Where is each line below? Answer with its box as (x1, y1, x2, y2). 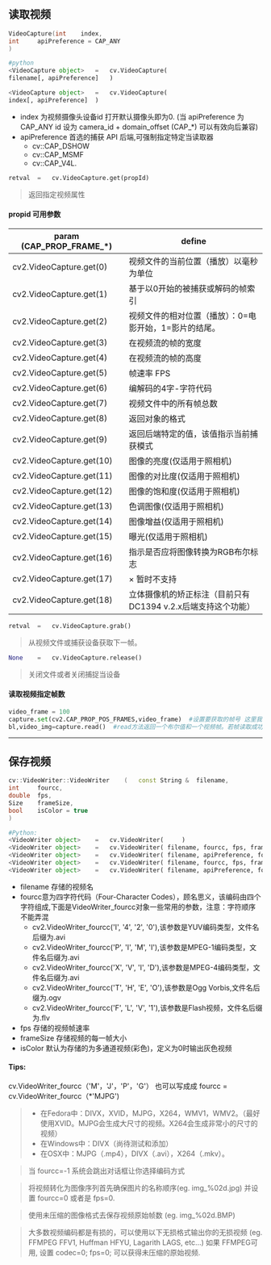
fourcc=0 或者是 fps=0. (37, 1193, 115, 1203)
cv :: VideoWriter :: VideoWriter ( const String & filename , (8, 777, 229, 785)
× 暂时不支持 (128, 573, 177, 584)
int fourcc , (8, 784, 63, 793)
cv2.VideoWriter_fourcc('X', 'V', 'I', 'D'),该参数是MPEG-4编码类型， (31, 962, 254, 972)
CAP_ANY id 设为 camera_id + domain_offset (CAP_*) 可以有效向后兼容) (19, 122, 259, 132)
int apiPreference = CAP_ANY (8, 37, 121, 45)
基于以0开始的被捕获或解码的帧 (128, 283, 248, 294)
